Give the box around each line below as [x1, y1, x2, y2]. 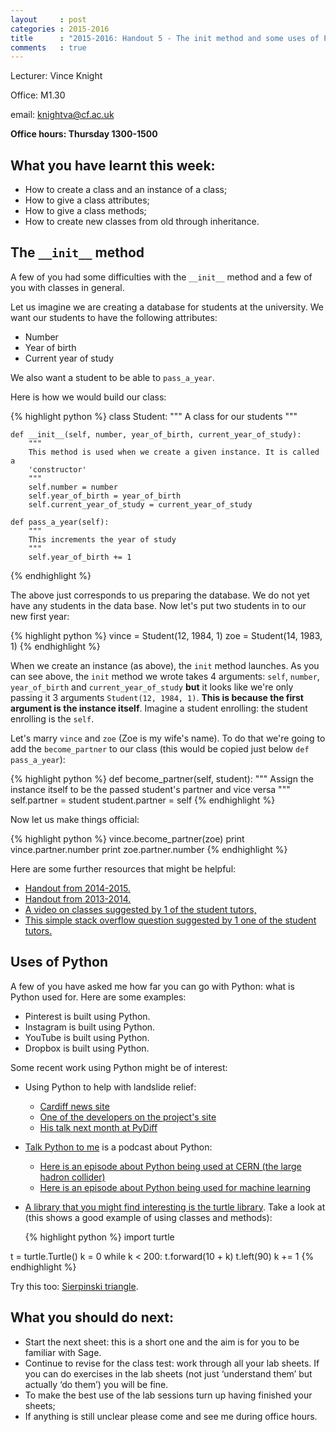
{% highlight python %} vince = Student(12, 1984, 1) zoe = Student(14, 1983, [10, 629, 323, 641]
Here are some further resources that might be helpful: [10, 862, 237, 875]
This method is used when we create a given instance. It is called [28, 447, 320, 457]
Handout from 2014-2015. [24, 882, 132, 894]
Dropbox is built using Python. [24, 1042, 150, 1054]
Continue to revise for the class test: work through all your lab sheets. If [24, 1357, 320, 1369]
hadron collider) [39, 1171, 106, 1183]
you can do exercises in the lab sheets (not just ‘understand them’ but [24, 1367, 313, 1380]
